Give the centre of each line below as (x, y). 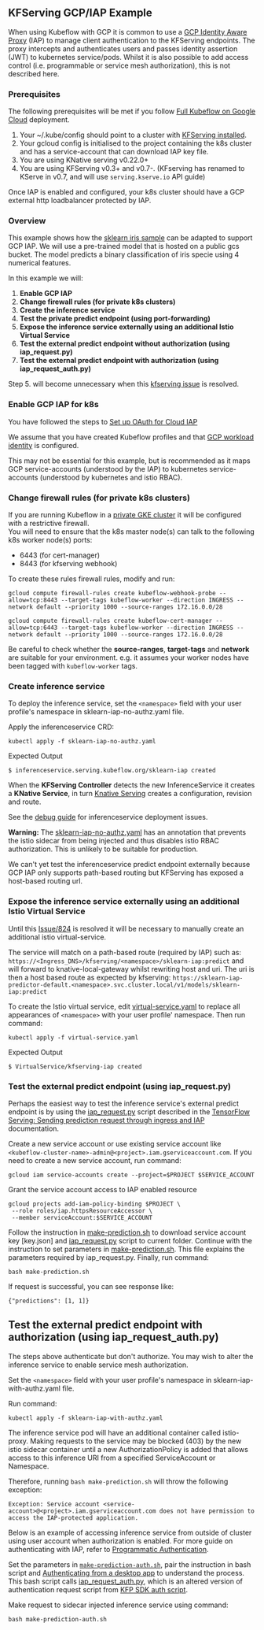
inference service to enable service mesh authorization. (98, 1365)
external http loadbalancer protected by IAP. (80, 201)
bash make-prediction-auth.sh (58, 1619)
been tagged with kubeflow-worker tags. (73, 666)
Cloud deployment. (39, 120)
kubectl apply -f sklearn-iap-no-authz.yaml (82, 742)
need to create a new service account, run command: (95, 1160)
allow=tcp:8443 (33, 600)
